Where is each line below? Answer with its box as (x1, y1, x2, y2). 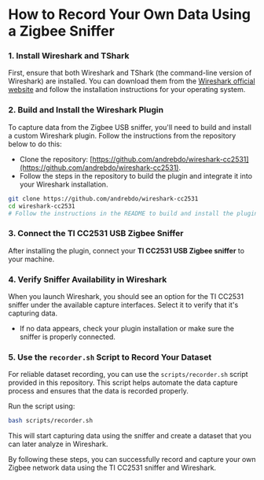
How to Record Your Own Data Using (8, 6, 251, 24)
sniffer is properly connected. (19, 332, 116, 342)
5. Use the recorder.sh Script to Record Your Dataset (8, 352, 212, 363)
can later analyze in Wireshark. (8, 439, 108, 449)
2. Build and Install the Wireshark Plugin (8, 105, 163, 116)
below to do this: (8, 139, 63, 149)
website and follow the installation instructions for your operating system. (8, 85, 246, 94)
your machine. (8, 254, 55, 264)
